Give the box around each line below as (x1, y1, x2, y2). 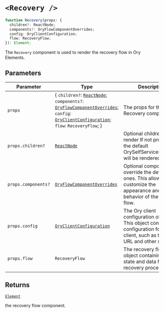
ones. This (123, 175, 147, 182)
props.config (7, 223, 38, 229)
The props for (123, 104, 155, 111)
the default (123, 143, 148, 149)
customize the (123, 181, 156, 188)
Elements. (5, 55, 25, 61)
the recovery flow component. (5, 302, 66, 308)
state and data (123, 258, 157, 265)
